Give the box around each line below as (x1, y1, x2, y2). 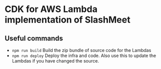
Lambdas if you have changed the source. (12, 58, 99, 63)
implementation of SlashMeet (5, 14, 131, 25)
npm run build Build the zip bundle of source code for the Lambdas (12, 47, 151, 53)
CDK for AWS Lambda (5, 3, 98, 15)
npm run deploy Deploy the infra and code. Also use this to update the (12, 52, 156, 58)
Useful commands (5, 34, 63, 42)
